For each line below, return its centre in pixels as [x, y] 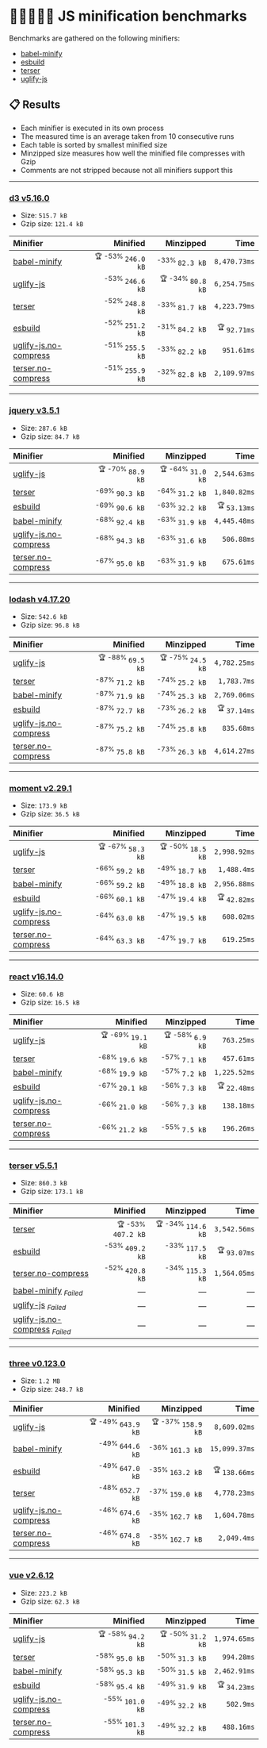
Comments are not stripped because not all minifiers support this [126, 170]
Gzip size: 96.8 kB [50, 625]
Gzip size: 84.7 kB [50, 436]
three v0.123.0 [37, 1363]
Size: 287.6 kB [44, 428]
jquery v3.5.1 [34, 410]
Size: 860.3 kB [44, 1183]
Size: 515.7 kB [44, 215]
